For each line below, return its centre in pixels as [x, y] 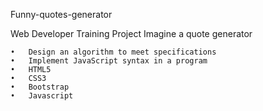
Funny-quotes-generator [61, 14]
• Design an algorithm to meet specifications [113, 52]
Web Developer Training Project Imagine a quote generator [131, 33]
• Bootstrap [40, 87]
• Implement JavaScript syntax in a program [109, 61]
